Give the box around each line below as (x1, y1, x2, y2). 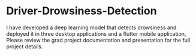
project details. (6, 43, 43, 50)
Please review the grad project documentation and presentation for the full (6, 36, 191, 43)
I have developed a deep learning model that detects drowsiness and (6, 24, 177, 31)
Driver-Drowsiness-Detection (6, 4, 157, 18)
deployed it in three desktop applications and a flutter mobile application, (6, 30, 186, 37)
